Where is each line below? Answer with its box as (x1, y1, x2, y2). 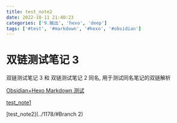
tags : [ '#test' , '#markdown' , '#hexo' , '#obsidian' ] (6, 25, 141, 32)
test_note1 (6, 99, 31, 106)
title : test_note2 (6, 8, 52, 15)
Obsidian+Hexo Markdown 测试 (6, 87, 85, 94)
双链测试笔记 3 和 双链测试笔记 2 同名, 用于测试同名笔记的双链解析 (6, 74, 171, 82)
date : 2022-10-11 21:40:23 (6, 14, 74, 20)
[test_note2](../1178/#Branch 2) (6, 110, 83, 118)
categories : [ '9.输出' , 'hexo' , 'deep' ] (6, 20, 107, 26)
